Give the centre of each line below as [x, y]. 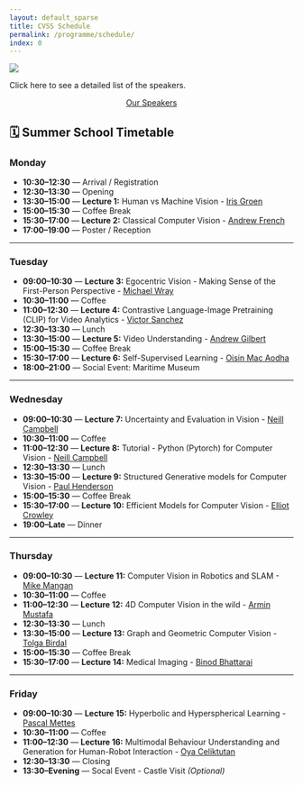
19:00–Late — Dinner [62, 525]
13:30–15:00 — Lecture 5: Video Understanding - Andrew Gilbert [144, 339]
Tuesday [29, 261]
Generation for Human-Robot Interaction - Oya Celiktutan [129, 752]
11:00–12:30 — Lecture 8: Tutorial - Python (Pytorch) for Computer [147, 448]
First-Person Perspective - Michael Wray [98, 291]
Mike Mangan [48, 585]
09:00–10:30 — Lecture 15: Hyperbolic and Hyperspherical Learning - [154, 714]
